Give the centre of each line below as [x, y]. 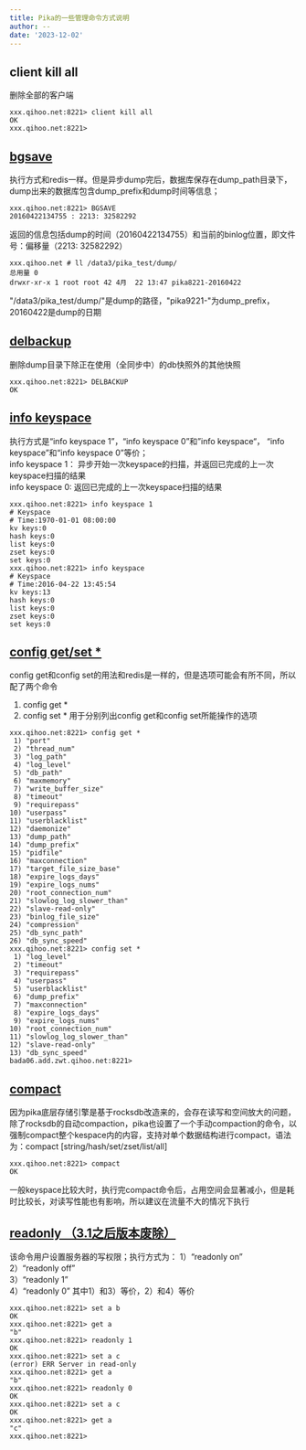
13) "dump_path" [40, 837]
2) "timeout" [38, 965]
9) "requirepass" [46, 805]
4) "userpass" [40, 981]
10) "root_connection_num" [61, 1029]
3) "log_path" [40, 757]
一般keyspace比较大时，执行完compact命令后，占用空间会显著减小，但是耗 [152, 1190]
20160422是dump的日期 [56, 312]
